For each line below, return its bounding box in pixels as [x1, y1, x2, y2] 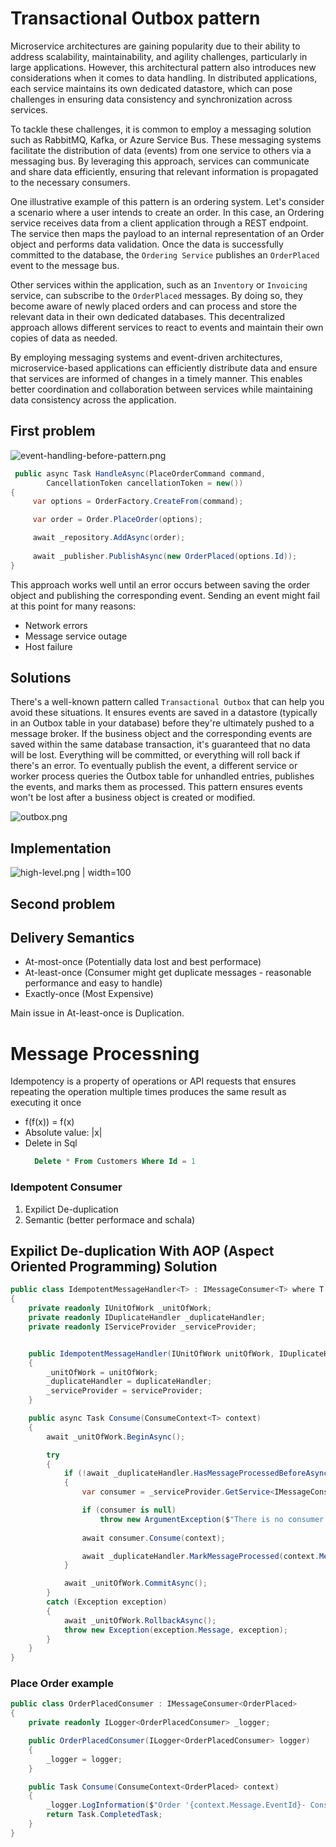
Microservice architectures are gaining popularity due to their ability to [10, 40, 301, 52]
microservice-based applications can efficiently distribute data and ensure [10, 362, 318, 374]
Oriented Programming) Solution [10, 1258, 218, 1275]
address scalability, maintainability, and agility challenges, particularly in [10, 50, 308, 62]
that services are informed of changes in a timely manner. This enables [10, 372, 303, 384]
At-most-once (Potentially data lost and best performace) [24, 956, 262, 968]
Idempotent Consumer [10, 1180, 123, 1194]
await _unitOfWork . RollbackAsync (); [63, 1615, 217, 1626]
